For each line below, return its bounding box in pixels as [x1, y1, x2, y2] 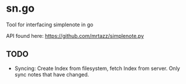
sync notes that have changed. [14, 71, 89, 78]
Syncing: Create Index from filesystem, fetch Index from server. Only [14, 65, 180, 72]
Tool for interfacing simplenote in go [6, 21, 94, 28]
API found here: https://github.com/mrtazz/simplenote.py [6, 32, 144, 39]
